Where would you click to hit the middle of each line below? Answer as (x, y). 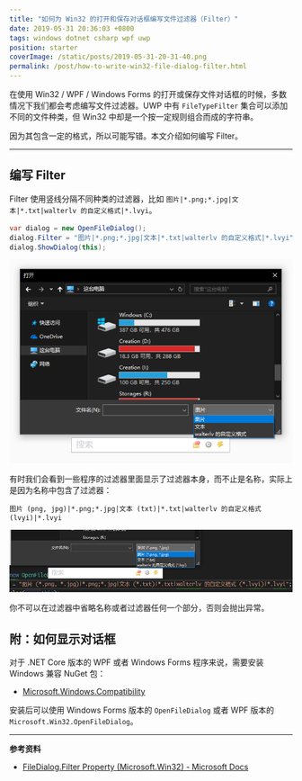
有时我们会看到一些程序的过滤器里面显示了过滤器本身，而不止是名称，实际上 (151, 479)
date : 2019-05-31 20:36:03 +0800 (72, 28)
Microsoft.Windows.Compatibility (84, 692)
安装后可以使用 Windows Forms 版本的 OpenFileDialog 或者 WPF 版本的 (142, 710)
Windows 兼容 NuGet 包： (58, 674)
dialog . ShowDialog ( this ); (58, 247)
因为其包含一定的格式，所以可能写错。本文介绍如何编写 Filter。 (126, 136)
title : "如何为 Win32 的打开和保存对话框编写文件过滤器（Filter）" (124, 19)
